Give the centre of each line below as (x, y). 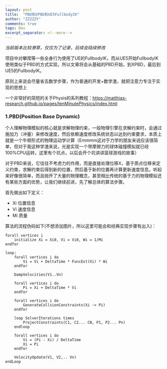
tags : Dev (15, 28)
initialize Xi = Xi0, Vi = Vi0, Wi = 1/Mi (59, 240)
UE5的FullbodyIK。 (25, 71)
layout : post (19, 10)
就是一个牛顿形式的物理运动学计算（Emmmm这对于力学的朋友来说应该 (77, 140)
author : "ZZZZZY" (23, 19)
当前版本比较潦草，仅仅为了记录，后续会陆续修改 (55, 47)
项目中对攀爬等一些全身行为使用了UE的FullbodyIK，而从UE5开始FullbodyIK (82, 58)
